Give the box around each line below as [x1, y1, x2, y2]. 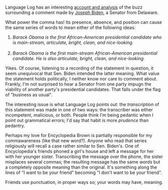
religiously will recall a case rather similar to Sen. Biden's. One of [5, 143, 139, 149]
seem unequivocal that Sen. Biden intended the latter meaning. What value [5, 70, 159, 76]
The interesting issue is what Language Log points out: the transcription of [5, 101, 159, 107]
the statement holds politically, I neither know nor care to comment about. [5, 76, 158, 81]
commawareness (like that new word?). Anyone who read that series [5, 137, 147, 143]
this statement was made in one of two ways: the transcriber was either [5, 107, 153, 112]
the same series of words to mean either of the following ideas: [5, 24, 136, 30]
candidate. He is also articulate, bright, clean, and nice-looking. [12, 55, 145, 61]
